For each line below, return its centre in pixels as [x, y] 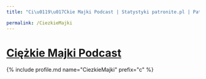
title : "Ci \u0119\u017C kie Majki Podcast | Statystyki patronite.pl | [98, 12]
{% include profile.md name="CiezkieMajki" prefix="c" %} [80, 70]
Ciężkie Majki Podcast [64, 53]
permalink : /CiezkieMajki [39, 23]
